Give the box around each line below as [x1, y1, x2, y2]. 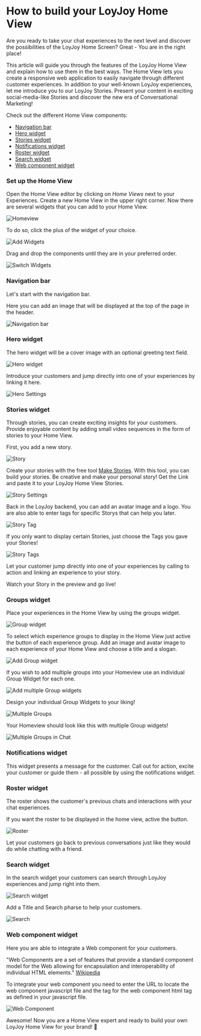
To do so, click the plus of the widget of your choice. [6, 227, 137, 234]
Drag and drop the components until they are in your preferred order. [6, 250, 177, 257]
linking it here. [6, 378, 42, 386]
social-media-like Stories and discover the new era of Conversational [6, 93, 178, 101]
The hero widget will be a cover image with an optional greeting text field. [6, 348, 188, 356]
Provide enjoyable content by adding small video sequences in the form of [6, 425, 191, 433]
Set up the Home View [6, 177, 73, 185]
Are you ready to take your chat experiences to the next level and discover [6, 37, 191, 44]
